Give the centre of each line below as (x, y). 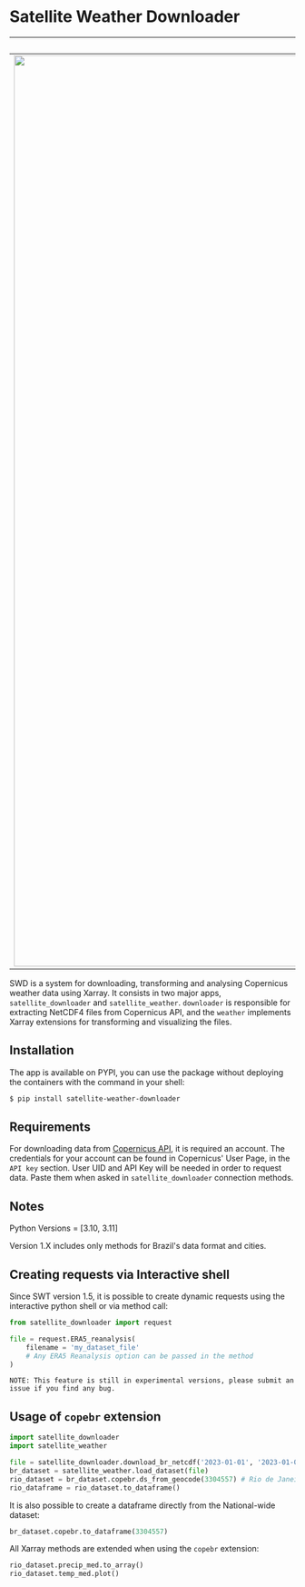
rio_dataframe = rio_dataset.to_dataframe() (95, 1488)
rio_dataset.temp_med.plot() (64, 1574)
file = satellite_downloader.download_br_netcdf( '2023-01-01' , (132, 1462)
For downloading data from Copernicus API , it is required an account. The (148, 1149)
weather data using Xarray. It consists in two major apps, (116, 993)
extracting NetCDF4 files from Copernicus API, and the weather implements (150, 1012)
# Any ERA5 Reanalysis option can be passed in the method (140, 1356)
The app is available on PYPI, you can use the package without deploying (147, 1072)
